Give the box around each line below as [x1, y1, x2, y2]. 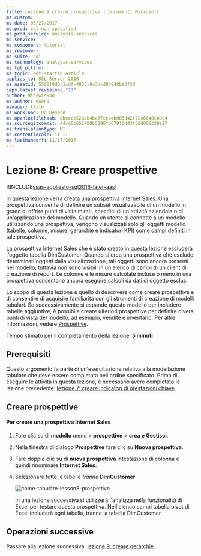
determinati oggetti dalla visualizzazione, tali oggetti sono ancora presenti [6, 257, 189, 264]
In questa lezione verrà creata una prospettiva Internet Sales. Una [6, 195, 169, 202]
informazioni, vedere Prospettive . [6, 320, 89, 328]
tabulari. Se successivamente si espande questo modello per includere [6, 301, 182, 308]
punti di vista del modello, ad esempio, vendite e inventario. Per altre [6, 314, 176, 321]
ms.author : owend [6, 98, 50, 104]
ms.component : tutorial [6, 43, 66, 49]
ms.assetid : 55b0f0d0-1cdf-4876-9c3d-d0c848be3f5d [6, 82, 136, 88]
